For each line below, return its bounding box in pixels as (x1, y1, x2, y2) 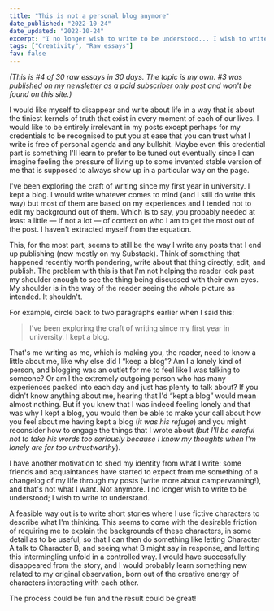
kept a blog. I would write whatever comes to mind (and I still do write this (9, 190, 256, 199)
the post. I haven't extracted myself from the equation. (9, 224, 192, 234)
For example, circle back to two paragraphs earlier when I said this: (9, 308, 235, 317)
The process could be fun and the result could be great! (9, 594, 197, 603)
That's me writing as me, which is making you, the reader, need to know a (9, 348, 257, 357)
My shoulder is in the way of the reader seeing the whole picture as (9, 284, 235, 292)
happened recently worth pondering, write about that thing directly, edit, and (9, 258, 266, 266)
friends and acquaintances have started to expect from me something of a (9, 467, 259, 476)
